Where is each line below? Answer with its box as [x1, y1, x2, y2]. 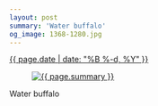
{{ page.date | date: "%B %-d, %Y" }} [9, 54, 149, 65]
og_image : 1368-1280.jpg [9, 29, 102, 38]
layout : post [9, 12, 58, 22]
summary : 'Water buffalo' [9, 21, 106, 30]
